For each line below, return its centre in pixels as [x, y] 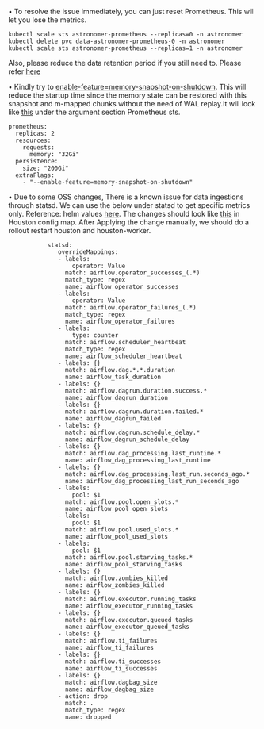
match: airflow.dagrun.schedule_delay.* [132, 432]
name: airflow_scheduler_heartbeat [123, 356]
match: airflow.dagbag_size [111, 682]
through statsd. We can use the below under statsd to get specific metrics [129, 205]
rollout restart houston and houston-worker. [80, 230]
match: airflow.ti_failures [111, 641]
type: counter [95, 336]
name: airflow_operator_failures [120, 321]
